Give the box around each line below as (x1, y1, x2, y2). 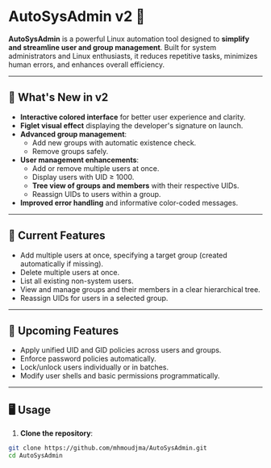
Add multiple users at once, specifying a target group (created (19, 250, 227, 260)
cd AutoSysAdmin (8, 452, 63, 460)
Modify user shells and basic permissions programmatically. (19, 371, 220, 381)
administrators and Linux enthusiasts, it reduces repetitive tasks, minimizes (8, 51, 258, 61)
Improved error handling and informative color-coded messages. (19, 198, 239, 207)
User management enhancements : (19, 155, 140, 165)
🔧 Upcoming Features (8, 324, 119, 337)
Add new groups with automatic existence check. (31, 137, 197, 148)
